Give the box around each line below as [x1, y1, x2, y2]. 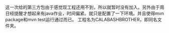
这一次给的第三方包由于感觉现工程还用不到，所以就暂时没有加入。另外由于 [5, 4, 160, 10]
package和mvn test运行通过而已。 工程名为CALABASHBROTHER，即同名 [5, 17, 158, 22]
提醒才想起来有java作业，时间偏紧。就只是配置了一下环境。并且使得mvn [14, 10, 164, 16]
